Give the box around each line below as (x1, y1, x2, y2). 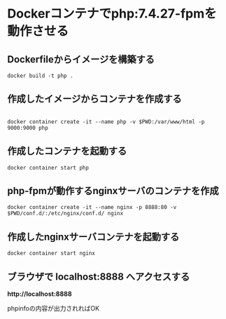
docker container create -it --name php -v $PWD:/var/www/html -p (7, 118, 205, 125)
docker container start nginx (7, 250, 96, 257)
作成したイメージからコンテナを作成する (7, 93, 182, 105)
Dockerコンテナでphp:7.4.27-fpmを (7, 6, 217, 22)
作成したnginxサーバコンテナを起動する (7, 231, 180, 243)
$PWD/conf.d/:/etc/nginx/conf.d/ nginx (7, 210, 124, 217)
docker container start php (7, 164, 90, 171)
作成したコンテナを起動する (7, 145, 127, 157)
